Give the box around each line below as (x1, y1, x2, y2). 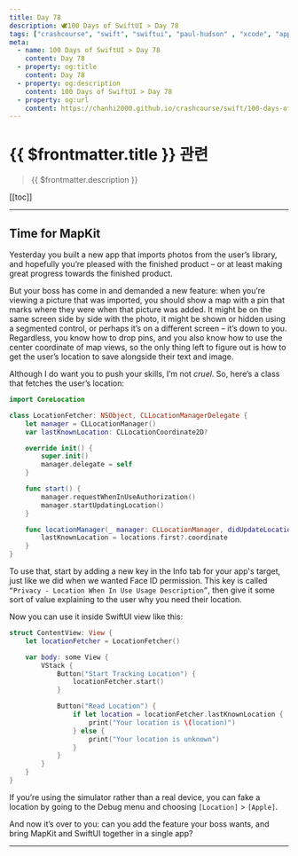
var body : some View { (25, 653, 109, 662)
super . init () (41, 452, 90, 461)
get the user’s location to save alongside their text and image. (9, 351, 234, 362)
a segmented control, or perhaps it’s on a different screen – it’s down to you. (9, 323, 287, 334)
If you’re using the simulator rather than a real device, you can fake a (9, 791, 261, 803)
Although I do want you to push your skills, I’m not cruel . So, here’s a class (9, 369, 280, 379)
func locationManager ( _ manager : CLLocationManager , (25, 525, 224, 534)
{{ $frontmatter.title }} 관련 (9, 145, 208, 165)
